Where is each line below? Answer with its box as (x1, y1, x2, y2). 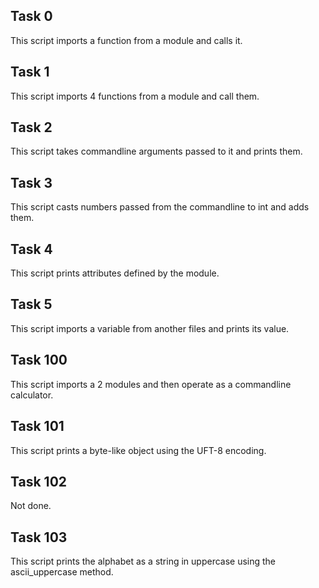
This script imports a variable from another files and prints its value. (10, 322, 290, 334)
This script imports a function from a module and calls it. (10, 34, 243, 46)
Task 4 (10, 240, 53, 258)
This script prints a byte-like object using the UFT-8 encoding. (10, 444, 267, 456)
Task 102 (10, 473, 68, 490)
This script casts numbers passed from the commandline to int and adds (10, 201, 310, 213)
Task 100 (10, 352, 68, 369)
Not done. (10, 500, 52, 512)
